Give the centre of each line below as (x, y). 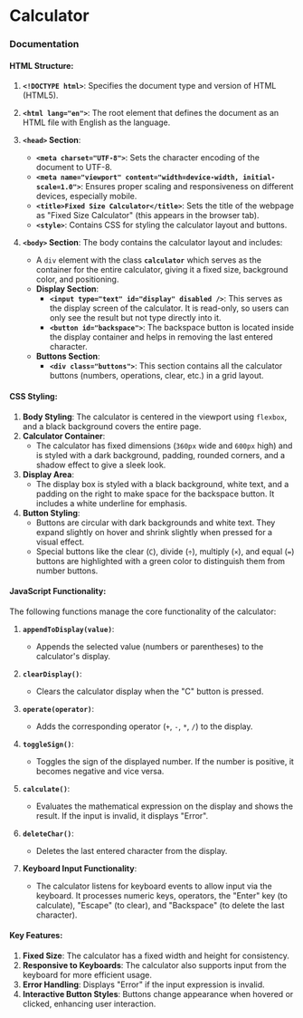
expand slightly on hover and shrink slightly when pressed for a (154, 532)
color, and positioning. (77, 279)
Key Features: (36, 936)
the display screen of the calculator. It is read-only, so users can (169, 308)
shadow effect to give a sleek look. (101, 465)
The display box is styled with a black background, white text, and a (162, 484)
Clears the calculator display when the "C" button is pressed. (150, 691)
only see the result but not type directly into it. (135, 318)
